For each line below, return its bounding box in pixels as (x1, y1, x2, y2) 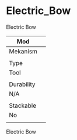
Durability (9, 80, 36, 88)
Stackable (9, 101, 37, 110)
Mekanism (9, 47, 38, 55)
